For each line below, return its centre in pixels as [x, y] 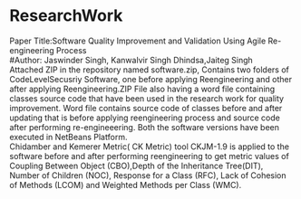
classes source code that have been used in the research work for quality [146, 98]
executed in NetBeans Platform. [68, 137]
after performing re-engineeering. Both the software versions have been [144, 127]
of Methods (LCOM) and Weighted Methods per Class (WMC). [126, 185]
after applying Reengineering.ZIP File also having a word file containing [142, 89]
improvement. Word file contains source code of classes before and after [146, 108]
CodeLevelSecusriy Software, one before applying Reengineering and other [151, 79]
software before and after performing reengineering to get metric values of [150, 156]
